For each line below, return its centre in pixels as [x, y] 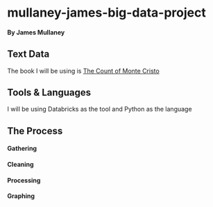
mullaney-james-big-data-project [106, 13]
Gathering [22, 148]
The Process [35, 130]
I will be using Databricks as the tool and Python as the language [100, 109]
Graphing [21, 196]
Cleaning [20, 164]
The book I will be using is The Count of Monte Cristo [83, 71]
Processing [24, 180]
